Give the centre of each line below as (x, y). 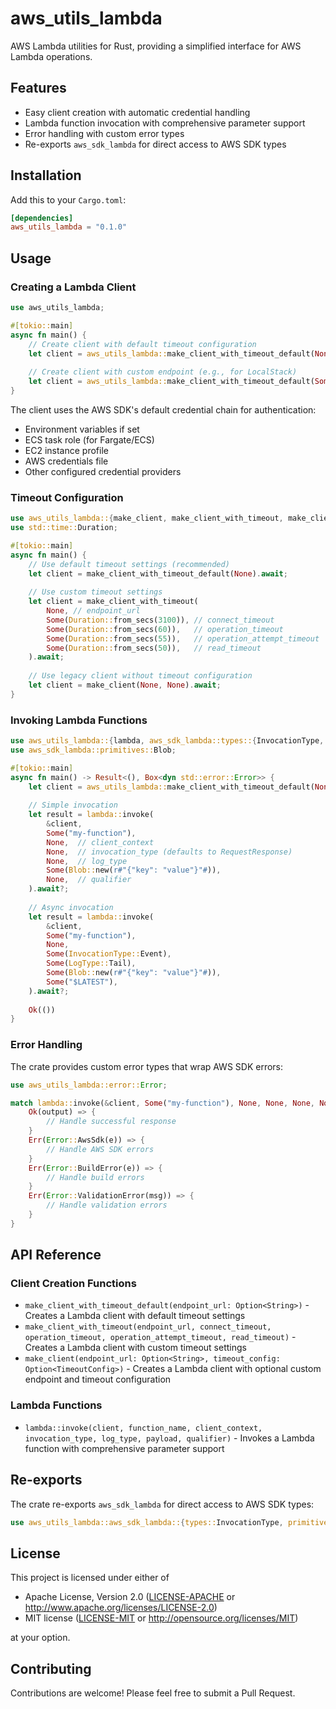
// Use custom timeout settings (95, 592)
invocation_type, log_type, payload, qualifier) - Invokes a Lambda (169, 1438)
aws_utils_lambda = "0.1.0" (69, 227)
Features (38, 88)
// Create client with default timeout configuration (142, 344)
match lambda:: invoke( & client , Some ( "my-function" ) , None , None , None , (163, 1103)
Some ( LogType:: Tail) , (91, 963)
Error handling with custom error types (104, 133)
